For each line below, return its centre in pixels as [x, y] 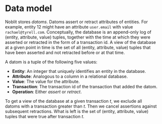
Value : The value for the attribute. [46, 81]
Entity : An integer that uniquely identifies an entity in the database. [79, 71]
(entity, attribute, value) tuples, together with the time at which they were [78, 37]
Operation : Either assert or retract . [47, 92]
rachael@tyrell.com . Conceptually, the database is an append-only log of [78, 32]
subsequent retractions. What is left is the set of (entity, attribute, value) [77, 111]
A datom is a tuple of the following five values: [51, 62]
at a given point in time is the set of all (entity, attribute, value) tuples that [78, 47]
